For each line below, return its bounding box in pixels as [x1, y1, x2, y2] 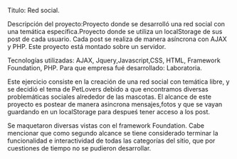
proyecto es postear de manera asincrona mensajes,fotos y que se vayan [7, 100, 223, 109]
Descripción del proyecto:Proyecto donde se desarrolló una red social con [7, 20, 226, 28]
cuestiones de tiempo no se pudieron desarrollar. [7, 144, 152, 152]
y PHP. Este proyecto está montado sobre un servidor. [7, 43, 167, 50]
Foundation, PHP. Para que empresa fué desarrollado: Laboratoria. [7, 64, 203, 72]
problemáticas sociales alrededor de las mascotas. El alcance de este [7, 92, 212, 101]
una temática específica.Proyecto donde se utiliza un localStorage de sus [7, 28, 223, 35]
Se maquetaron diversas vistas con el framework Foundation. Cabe [7, 121, 205, 130]
